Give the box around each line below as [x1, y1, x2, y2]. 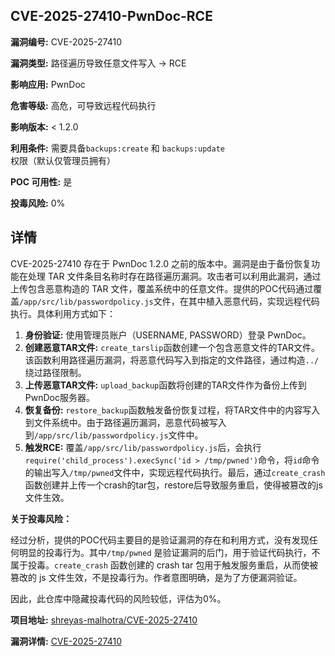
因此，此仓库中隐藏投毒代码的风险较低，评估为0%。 [10, 592, 227, 604]
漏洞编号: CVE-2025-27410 [10, 35, 123, 48]
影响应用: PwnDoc [10, 78, 86, 90]
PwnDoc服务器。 [24, 391, 95, 403]
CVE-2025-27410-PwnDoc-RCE [10, 8, 213, 25]
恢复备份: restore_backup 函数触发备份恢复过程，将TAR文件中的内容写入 [24, 404, 321, 416]
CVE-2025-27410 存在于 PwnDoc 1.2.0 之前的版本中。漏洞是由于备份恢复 [10, 257, 312, 269]
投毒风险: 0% [10, 197, 66, 209]
